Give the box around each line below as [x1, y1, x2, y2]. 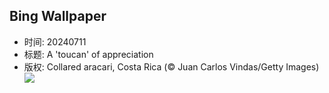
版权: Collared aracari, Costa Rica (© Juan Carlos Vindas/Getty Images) [23, 60, 320, 73]
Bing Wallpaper [9, 8, 107, 25]
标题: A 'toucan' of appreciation [23, 48, 154, 60]
